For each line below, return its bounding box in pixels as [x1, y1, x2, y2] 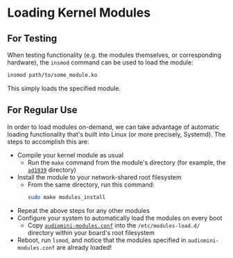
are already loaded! [56, 243, 112, 251]
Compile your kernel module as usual [17, 150, 123, 159]
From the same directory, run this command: [27, 180, 155, 189]
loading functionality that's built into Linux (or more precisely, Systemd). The [7, 130, 226, 138]
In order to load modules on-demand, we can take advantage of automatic [7, 123, 220, 131]
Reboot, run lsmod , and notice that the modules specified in [17, 236, 187, 244]
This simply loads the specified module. [7, 84, 121, 92]
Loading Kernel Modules [7, 5, 151, 21]
